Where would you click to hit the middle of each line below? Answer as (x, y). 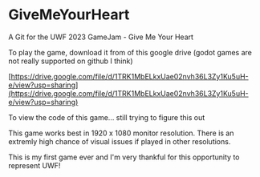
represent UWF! (35, 165)
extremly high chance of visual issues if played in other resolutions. (120, 141)
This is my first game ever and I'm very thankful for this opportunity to (124, 157)
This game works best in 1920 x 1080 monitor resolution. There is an (121, 133)
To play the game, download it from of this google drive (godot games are (130, 52)
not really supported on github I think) (71, 61)
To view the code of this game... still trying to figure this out (107, 117)
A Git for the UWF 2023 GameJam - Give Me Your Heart (101, 37)
